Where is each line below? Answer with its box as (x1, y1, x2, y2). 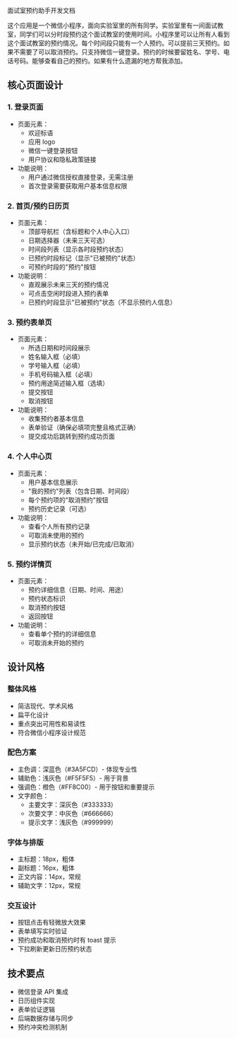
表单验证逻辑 (17, 1005, 55, 1014)
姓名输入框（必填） (28, 352, 85, 361)
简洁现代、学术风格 (17, 701, 74, 710)
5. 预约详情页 (7, 559, 52, 569)
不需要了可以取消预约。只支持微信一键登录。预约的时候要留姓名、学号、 (13, 48, 224, 56)
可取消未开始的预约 (28, 638, 85, 647)
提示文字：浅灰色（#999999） (28, 818, 118, 826)
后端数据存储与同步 (17, 1014, 74, 1022)
